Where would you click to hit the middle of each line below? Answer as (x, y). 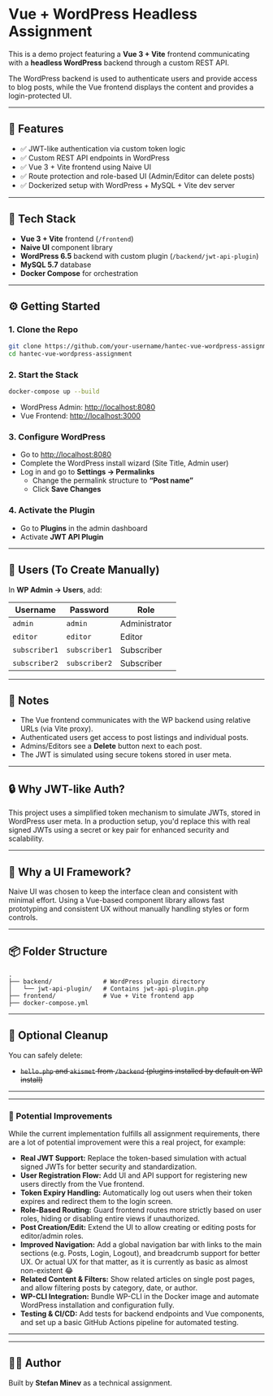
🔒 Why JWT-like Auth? (67, 789)
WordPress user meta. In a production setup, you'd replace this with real (129, 821)
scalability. (26, 838)
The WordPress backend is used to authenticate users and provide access (133, 78)
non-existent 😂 (47, 1270)
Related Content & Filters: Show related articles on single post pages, (137, 1279)
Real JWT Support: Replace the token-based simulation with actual (133, 1157)
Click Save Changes (67, 489)
